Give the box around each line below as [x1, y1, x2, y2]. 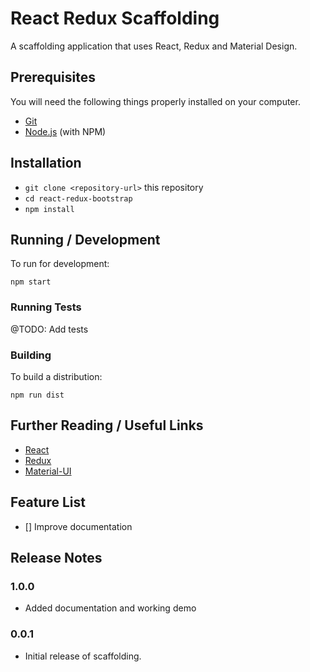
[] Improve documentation [24, 520, 133, 532]
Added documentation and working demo [24, 602, 197, 614]
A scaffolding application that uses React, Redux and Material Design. [10, 40, 298, 52]
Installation [10, 155, 82, 172]
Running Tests [10, 300, 82, 314]
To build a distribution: [10, 370, 103, 382]
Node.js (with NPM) [24, 125, 107, 137]
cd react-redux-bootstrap [24, 193, 133, 204]
